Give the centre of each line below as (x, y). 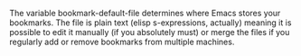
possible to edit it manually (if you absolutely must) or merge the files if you (150, 32)
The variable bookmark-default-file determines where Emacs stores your (145, 13)
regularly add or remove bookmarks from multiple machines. (122, 42)
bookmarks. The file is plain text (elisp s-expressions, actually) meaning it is (150, 23)
